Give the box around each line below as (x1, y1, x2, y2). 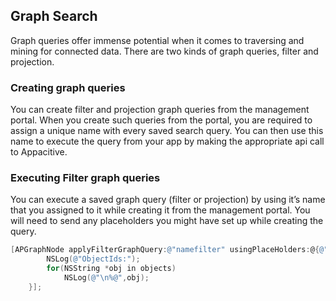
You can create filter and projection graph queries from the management (10, 104, 310, 116)
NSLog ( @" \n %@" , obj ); (63, 273, 150, 283)
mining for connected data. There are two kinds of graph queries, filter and (10, 45, 319, 57)
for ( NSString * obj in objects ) (46, 264, 177, 274)
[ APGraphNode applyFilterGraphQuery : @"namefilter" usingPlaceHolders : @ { (10, 245, 320, 255)
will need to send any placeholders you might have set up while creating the (10, 215, 324, 227)
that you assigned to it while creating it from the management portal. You (10, 204, 311, 216)
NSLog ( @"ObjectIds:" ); (46, 254, 141, 264)
